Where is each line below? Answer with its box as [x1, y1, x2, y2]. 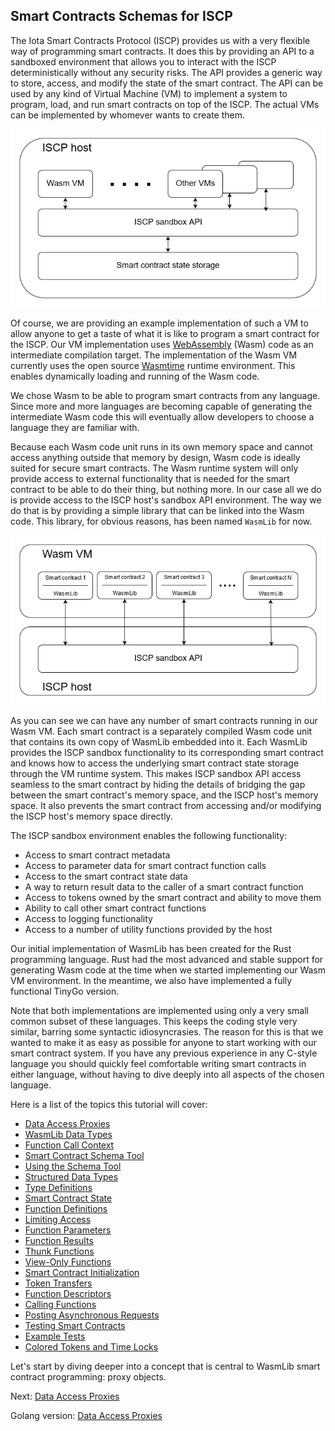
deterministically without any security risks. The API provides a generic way [10, 66, 323, 78]
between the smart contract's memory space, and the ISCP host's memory [10, 789, 319, 801]
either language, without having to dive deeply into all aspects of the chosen [10, 1068, 325, 1080]
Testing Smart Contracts [24, 1319, 126, 1331]
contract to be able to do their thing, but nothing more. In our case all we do [10, 483, 322, 495]
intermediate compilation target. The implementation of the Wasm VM [10, 349, 298, 361]
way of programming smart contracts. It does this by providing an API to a [10, 45, 315, 57]
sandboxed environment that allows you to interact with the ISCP [10, 55, 277, 68]
